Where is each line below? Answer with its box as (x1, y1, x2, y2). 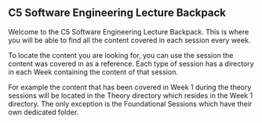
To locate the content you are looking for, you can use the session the (8, 50, 234, 60)
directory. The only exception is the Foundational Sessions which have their (8, 99, 253, 108)
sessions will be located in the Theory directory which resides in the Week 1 (8, 90, 253, 100)
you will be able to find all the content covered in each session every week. (8, 35, 251, 45)
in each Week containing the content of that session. (8, 67, 179, 77)
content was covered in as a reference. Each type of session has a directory (8, 59, 254, 68)
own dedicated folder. (8, 107, 79, 117)
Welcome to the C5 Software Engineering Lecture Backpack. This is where (8, 27, 249, 36)
